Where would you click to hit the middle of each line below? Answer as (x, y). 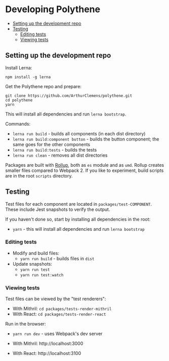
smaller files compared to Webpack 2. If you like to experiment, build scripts (85, 170)
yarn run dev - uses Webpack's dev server (57, 334)
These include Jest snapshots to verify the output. (58, 209)
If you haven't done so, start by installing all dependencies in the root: (78, 219)
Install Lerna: (19, 67)
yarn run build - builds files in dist (57, 258)
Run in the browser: (26, 324)
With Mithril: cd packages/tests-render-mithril (62, 309)
